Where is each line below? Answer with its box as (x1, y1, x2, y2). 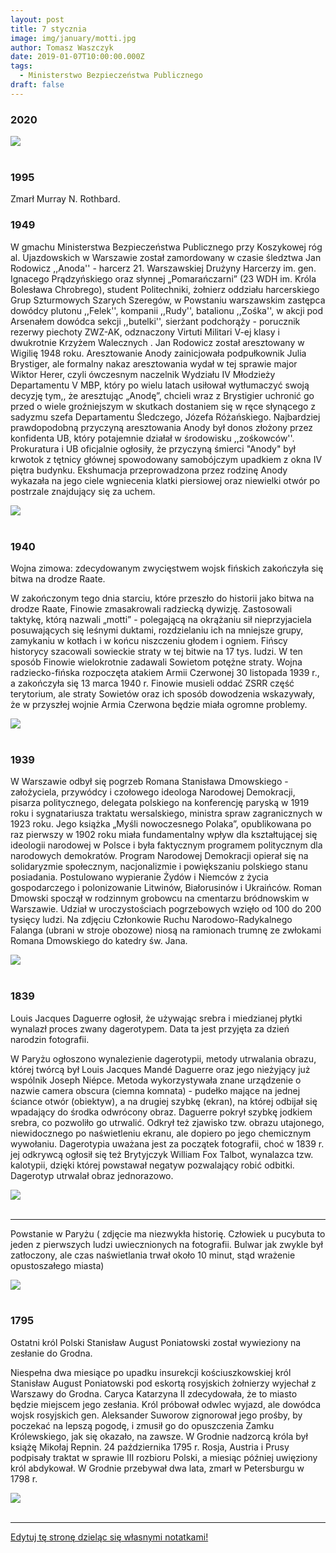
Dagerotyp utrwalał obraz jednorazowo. (10, 1169, 174, 1181)
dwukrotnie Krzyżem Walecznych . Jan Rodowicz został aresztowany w (10, 336, 305, 348)
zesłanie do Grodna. (10, 1347, 93, 1359)
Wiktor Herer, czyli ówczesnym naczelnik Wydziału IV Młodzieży (10, 368, 276, 380)
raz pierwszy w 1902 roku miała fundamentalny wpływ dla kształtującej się (10, 829, 318, 841)
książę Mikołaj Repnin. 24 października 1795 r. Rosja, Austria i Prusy (10, 1441, 290, 1453)
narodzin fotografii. (10, 1033, 90, 1045)
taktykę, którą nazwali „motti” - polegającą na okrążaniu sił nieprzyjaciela (10, 613, 312, 625)
